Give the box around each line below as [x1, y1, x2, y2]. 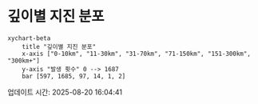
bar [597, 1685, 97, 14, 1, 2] [22, 72, 126, 80]
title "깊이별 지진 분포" [22, 42, 97, 50]
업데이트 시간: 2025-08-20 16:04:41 [7, 87, 123, 97]
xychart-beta [7, 34, 51, 42]
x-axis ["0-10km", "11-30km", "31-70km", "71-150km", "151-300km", [22, 50, 251, 58]
